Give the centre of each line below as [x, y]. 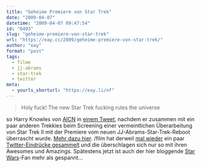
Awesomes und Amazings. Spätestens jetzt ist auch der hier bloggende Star [101, 151]
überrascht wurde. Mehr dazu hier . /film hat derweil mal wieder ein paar [96, 138]
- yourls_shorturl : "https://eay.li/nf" [63, 90]
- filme [21, 62]
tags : [13, 57]
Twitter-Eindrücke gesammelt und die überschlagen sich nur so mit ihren [97, 145]
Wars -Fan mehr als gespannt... [45, 157]
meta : [13, 85]
